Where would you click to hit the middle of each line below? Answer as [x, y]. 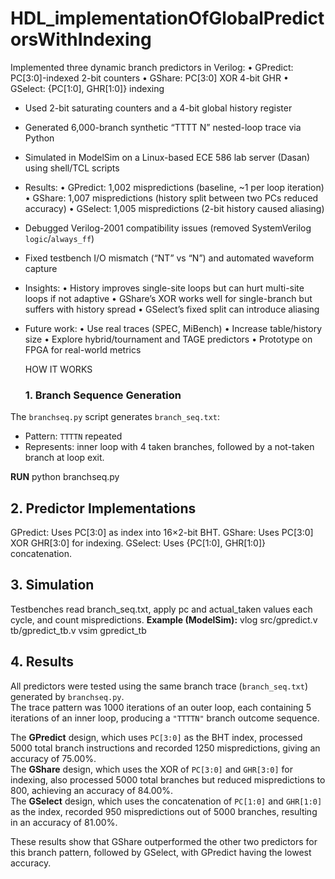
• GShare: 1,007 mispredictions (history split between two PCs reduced [171, 198]
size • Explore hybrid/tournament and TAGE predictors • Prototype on [168, 339]
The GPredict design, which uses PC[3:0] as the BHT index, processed [156, 737]
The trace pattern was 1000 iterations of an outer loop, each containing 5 [161, 707]
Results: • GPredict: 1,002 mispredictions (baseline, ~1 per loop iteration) [174, 187]
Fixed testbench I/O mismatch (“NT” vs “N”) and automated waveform [169, 258]
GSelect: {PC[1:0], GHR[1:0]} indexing [87, 88]
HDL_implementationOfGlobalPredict [167, 18]
